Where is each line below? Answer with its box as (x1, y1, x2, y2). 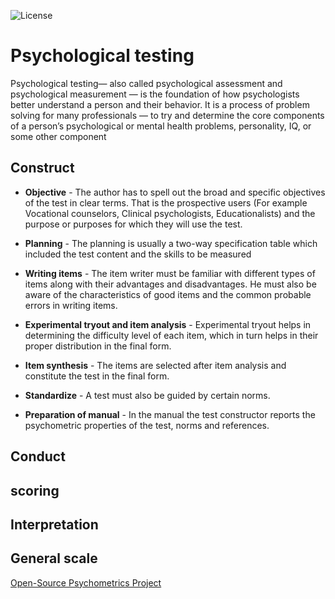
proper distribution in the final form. (24, 340, 172, 352)
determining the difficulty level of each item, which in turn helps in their (24, 329, 319, 341)
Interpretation (10, 516, 99, 533)
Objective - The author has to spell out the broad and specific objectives (24, 186, 326, 198)
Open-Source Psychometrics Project (10, 576, 162, 589)
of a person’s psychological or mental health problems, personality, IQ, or (10, 120, 312, 132)
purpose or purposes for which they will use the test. (24, 218, 243, 230)
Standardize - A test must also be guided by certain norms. (24, 389, 271, 401)
